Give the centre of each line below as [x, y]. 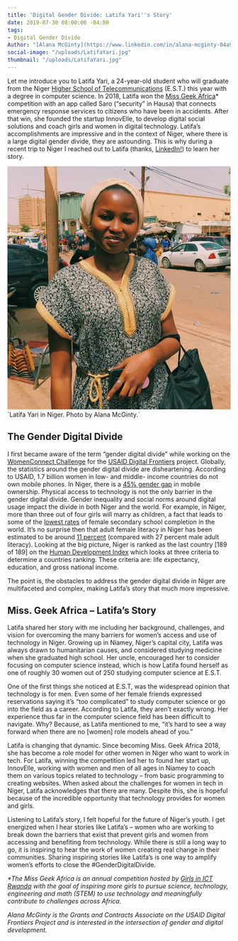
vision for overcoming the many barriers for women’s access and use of [112, 635]
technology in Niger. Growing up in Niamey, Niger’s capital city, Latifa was [115, 643]
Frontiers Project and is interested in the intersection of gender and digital [115, 923]
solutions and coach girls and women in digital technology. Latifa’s [104, 126]
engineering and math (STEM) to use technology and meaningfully [105, 893]
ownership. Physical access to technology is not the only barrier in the [110, 491]
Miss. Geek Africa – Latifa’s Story [82, 610]
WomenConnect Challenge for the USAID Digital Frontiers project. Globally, [117, 461]
